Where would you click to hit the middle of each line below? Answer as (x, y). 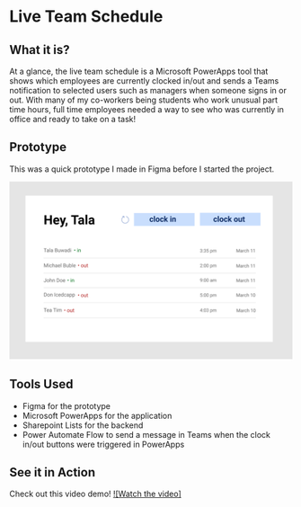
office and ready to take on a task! (73, 119)
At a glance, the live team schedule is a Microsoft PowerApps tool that (139, 71)
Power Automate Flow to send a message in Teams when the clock (146, 434)
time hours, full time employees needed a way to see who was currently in (147, 109)
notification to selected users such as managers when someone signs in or (148, 90)
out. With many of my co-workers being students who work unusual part (144, 100)
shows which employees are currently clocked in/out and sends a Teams (144, 81)
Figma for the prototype (66, 405)
